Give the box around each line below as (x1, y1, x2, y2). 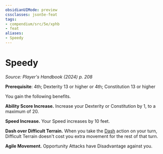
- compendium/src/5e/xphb (5, 21, 60, 27)
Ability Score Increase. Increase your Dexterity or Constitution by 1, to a (5, 103, 156, 109)
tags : (5, 17, 17, 22)
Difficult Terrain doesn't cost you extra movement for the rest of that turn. (5, 133, 158, 139)
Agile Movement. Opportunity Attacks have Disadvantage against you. (5, 143, 153, 149)
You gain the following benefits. (5, 93, 71, 99)
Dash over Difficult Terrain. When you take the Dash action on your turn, (5, 128, 157, 134)
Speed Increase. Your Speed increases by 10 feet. (5, 118, 110, 124)
